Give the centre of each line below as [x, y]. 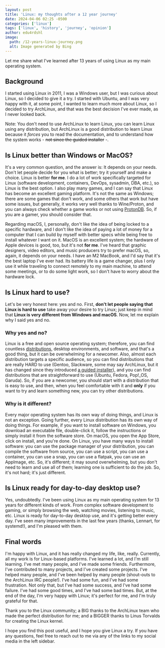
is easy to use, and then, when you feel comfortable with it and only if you [80, 386]
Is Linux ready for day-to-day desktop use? [73, 488]
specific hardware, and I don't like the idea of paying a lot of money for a [79, 229]
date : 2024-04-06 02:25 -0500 [36, 19]
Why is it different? [28, 404]
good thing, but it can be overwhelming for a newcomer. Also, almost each [81, 354]
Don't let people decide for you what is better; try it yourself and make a [78, 173]
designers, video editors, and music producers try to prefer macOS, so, [77, 250]
